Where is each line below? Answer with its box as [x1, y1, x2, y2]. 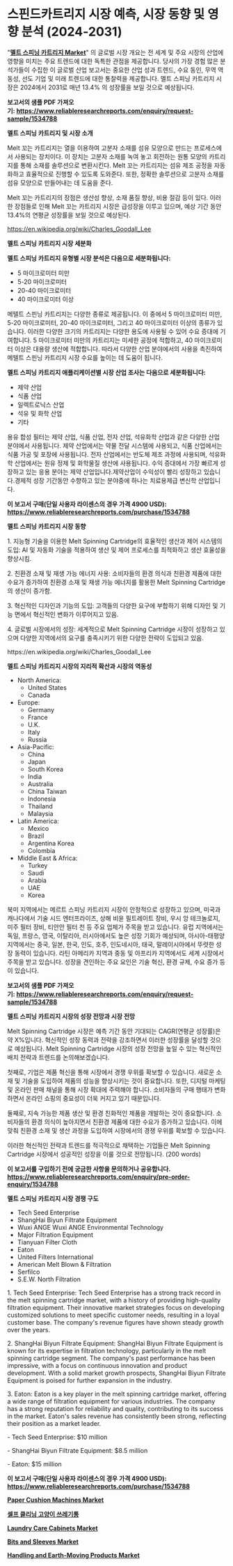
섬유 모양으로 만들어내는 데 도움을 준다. [7, 179, 113, 187]
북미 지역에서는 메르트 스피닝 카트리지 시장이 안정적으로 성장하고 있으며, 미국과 [7, 905, 221, 914]
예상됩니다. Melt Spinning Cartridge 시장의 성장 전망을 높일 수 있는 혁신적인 [14, 1044, 222, 1053]
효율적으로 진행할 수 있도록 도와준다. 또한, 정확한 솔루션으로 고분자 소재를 [25, 170, 225, 178]
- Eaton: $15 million [7, 1459, 63, 1468]
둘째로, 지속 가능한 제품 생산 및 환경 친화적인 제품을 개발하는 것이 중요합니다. [7, 1108, 215, 1117]
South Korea [27, 765, 64, 773]
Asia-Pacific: [17, 742, 54, 751]
